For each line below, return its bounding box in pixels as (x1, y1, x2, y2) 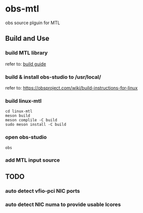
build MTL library (5, 49, 48, 56)
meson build (5, 113, 30, 118)
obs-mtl (5, 3, 39, 15)
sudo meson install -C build (5, 122, 66, 127)
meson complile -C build (5, 118, 57, 123)
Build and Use (5, 34, 49, 43)
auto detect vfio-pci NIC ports (5, 187, 81, 194)
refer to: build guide (5, 61, 46, 67)
